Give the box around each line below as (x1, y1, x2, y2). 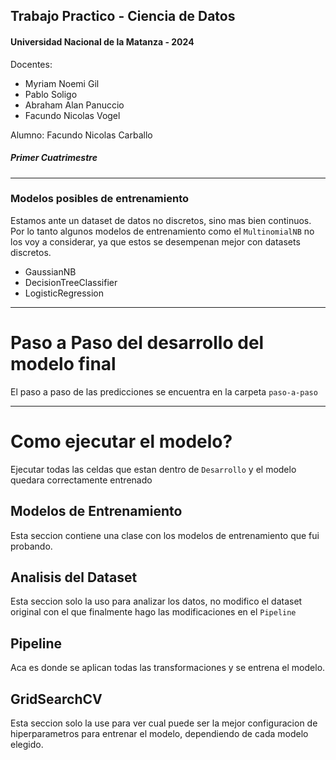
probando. (10, 540, 53, 552)
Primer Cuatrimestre (10, 152, 98, 164)
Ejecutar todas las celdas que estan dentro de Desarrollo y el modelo (10, 463, 297, 475)
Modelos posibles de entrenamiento (10, 192, 190, 206)
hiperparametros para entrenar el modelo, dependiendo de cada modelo (10, 727, 309, 739)
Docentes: (10, 58, 53, 70)
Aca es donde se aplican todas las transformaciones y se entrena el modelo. (10, 662, 326, 674)
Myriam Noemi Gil (24, 77, 100, 89)
